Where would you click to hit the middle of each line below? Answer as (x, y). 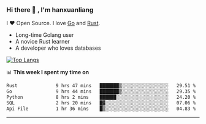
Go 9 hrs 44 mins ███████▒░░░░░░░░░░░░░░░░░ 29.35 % (101, 91)
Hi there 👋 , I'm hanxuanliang (50, 10)
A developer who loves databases (58, 48)
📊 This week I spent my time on (48, 72)
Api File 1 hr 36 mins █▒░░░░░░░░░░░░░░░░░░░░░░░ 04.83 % (101, 109)
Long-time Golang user (44, 35)
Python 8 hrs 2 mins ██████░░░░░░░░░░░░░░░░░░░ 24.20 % (101, 98)
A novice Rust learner (43, 42)
